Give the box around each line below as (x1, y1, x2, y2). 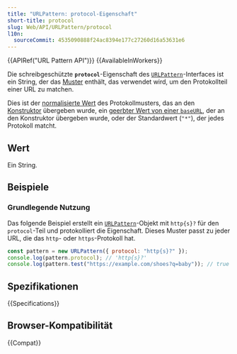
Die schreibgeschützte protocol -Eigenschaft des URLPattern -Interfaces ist (7, 70, 224, 79)
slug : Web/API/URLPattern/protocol (7, 23, 112, 31)
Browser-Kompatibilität (7, 320, 113, 332)
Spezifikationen (7, 280, 79, 292)
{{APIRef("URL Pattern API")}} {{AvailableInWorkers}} (7, 56, 163, 65)
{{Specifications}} (7, 299, 60, 308)
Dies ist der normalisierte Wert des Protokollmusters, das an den (7, 99, 195, 107)
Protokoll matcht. (7, 121, 57, 130)
